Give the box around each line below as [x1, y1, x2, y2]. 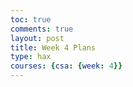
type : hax [10, 52, 52, 62]
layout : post [10, 33, 65, 43]
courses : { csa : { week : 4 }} [10, 61, 123, 71]
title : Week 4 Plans [10, 42, 97, 53]
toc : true [10, 14, 52, 25]
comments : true [10, 24, 74, 34]
